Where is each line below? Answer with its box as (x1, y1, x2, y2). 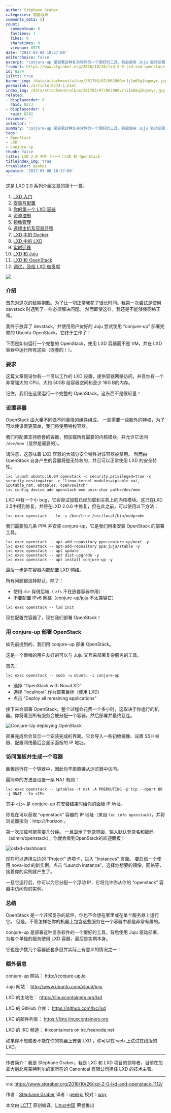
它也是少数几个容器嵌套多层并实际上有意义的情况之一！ (6, 947, 121, 953)
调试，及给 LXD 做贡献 (13, 263, 60, 270)
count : (6, 21, 20, 27)
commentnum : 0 (10, 26, 40, 32)
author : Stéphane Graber (6, 7, 58, 13)
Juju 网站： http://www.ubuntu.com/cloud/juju (6, 984, 103, 990)
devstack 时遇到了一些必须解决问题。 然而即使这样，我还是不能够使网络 (6, 306, 156, 312)
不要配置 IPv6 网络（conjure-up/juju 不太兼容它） (13, 595, 117, 601)
